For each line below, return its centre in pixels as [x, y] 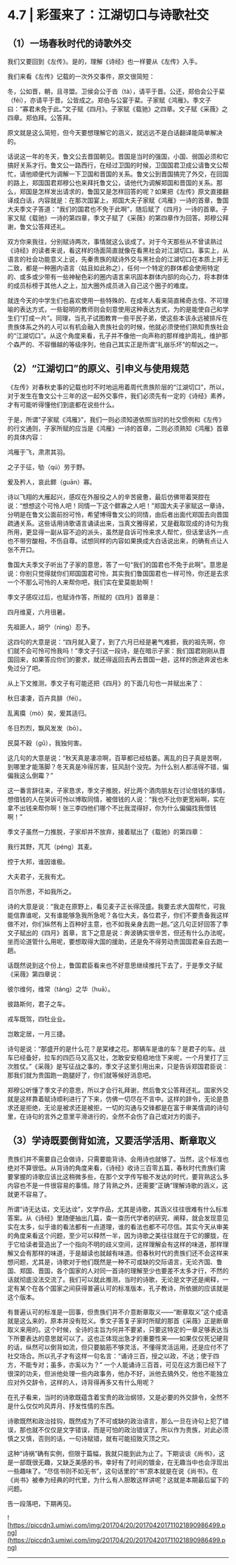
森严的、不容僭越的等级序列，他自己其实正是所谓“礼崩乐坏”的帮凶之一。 [118, 344]
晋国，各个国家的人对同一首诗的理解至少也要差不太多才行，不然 [130, 1270]
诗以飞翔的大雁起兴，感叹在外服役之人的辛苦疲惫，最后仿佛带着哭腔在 [109, 496]
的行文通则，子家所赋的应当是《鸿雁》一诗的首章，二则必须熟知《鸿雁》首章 [118, 428]
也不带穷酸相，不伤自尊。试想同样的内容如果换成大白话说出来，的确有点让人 [118, 541]
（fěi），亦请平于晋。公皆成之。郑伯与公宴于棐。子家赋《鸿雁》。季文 [106, 100]
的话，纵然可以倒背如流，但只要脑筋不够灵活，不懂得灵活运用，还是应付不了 [118, 1347]
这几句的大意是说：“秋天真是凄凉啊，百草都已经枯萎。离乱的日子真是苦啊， [117, 758]
